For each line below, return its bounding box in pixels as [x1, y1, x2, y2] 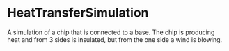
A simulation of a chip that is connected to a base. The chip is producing [7, 28, 215, 36]
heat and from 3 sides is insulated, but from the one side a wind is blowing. [7, 35, 223, 43]
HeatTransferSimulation [7, 5, 149, 21]
